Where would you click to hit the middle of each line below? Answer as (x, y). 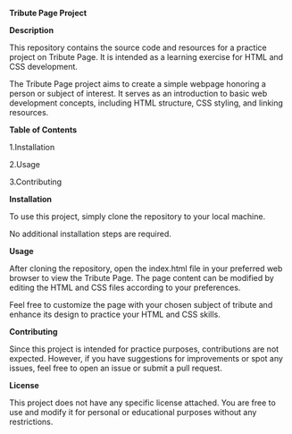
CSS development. (44, 67)
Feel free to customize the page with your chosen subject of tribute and (141, 305)
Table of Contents (43, 130)
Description (32, 30)
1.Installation (32, 147)
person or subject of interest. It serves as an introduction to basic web (138, 94)
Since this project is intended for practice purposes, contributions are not (144, 349)
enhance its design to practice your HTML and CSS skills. (115, 314)
